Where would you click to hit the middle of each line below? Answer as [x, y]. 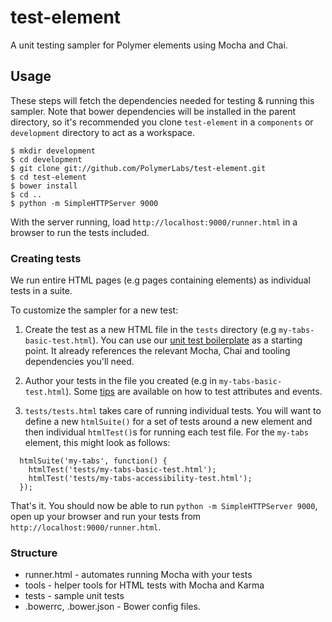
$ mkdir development [53, 151]
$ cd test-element [48, 177]
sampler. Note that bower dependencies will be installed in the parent [153, 111]
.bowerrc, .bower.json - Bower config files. [112, 607]
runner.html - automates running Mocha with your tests [138, 575]
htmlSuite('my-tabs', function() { [93, 461]
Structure [34, 553]
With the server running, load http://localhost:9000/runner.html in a [154, 222]
